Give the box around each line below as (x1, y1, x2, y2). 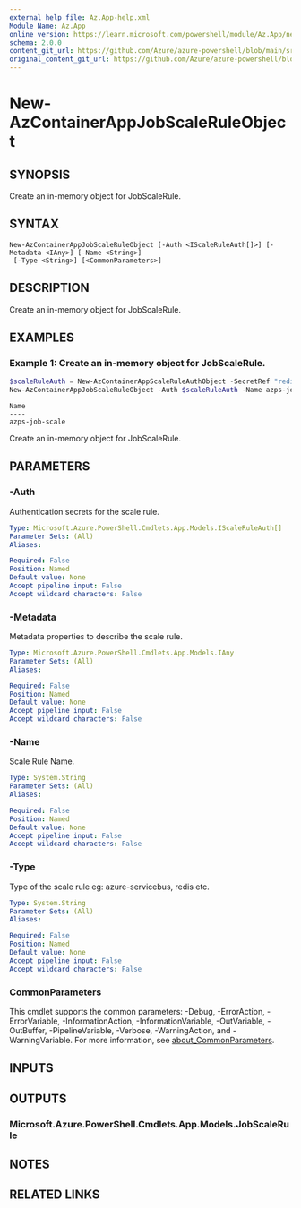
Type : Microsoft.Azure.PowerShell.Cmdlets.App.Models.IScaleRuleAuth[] (9, 523, 282, 533)
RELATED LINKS (9, 1187, 100, 1203)
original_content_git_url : (9, 55, 110, 64)
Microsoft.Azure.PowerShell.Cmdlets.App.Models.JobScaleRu (9, 1118, 289, 1130)
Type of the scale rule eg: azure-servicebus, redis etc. (9, 881, 211, 892)
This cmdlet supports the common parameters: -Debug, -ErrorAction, (9, 1006, 266, 1016)
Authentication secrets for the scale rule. (9, 506, 159, 517)
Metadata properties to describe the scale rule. (9, 631, 184, 642)
